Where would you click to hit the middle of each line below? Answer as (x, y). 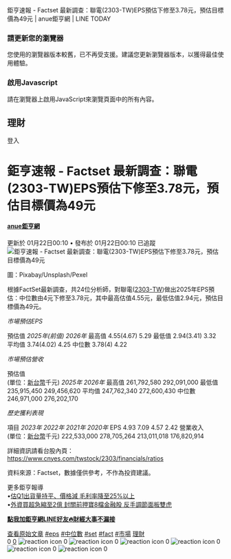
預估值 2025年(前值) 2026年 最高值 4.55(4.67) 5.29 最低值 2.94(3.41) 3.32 (112, 335)
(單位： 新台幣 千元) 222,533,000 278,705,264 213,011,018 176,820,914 (106, 436)
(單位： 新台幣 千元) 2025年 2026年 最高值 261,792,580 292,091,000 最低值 (113, 382)
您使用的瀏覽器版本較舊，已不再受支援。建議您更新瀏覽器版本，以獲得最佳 (112, 54)
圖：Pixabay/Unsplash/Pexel (47, 275)
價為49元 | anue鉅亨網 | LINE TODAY (59, 19)
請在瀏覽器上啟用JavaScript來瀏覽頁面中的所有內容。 (82, 99)
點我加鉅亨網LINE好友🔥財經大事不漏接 (61, 519)
